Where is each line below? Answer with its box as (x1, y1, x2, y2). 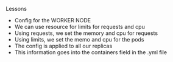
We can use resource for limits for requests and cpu (14, 23, 146, 30)
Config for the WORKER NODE (14, 17, 91, 23)
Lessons (5, 5, 27, 12)
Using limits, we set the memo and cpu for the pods (14, 36, 144, 43)
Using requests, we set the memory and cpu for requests (14, 29, 158, 37)
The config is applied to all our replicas (14, 42, 113, 49)
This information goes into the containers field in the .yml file (14, 49, 168, 56)
